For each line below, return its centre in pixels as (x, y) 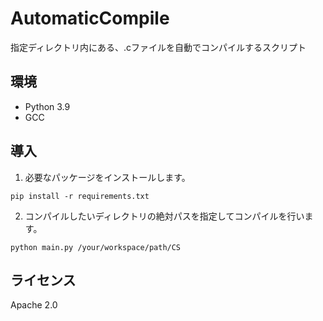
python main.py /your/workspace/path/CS (96, 247)
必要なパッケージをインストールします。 (107, 177)
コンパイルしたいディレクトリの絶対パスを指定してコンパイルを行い (164, 216)
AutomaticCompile (90, 18)
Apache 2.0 (34, 305)
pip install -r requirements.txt (80, 196)
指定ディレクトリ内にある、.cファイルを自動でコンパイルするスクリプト (158, 47)
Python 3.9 (47, 106)
